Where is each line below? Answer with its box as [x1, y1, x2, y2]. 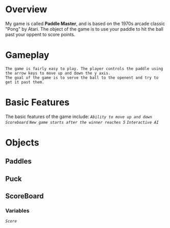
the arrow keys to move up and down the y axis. [5, 71, 111, 76]
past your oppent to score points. [5, 31, 76, 37]
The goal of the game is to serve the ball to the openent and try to [5, 75, 159, 80]
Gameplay [5, 50, 50, 61]
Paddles [5, 157, 32, 166]
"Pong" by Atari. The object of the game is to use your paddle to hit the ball [5, 26, 163, 32]
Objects [5, 137, 39, 148]
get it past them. [5, 79, 44, 85]
